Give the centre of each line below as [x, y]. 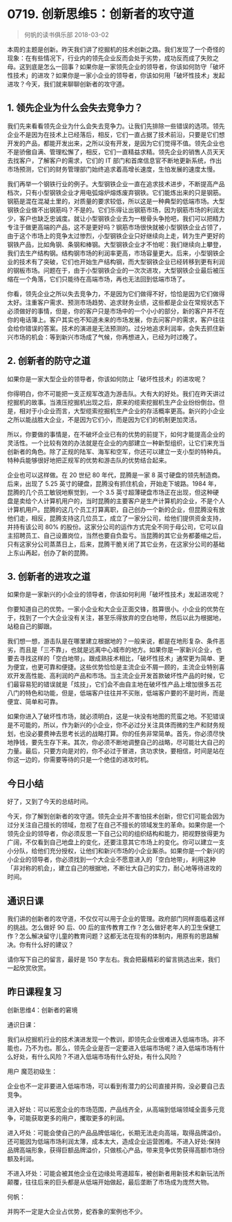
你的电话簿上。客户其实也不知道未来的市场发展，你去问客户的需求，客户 [110, 320]
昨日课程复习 [35, 992]
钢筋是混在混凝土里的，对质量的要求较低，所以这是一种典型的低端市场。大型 [116, 201]
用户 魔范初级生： [32, 1071]
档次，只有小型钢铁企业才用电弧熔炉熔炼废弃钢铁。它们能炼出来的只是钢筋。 [116, 192]
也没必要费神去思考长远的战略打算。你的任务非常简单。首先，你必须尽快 [122, 733]
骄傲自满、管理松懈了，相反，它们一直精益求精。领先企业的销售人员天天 [122, 152]
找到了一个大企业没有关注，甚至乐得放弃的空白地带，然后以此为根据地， [122, 618]
